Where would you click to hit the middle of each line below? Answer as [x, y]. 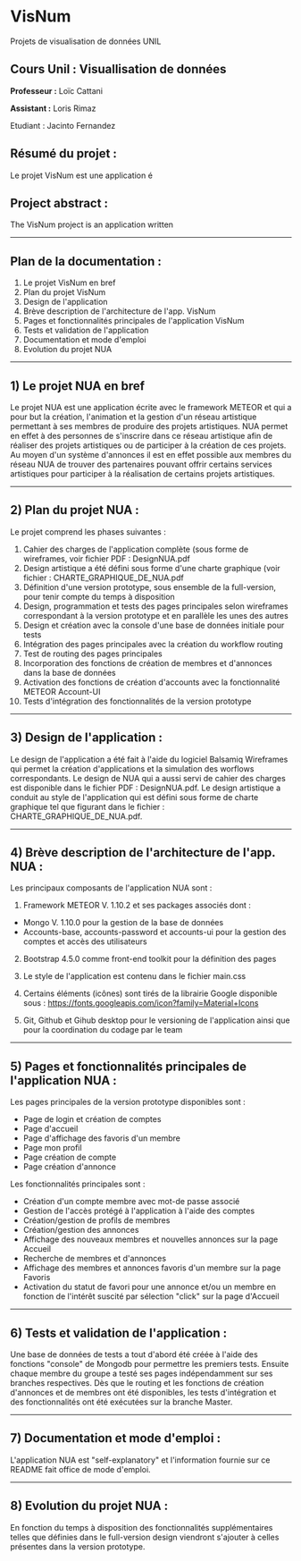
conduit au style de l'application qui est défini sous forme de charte [134, 797]
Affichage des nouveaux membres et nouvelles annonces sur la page [150, 1239]
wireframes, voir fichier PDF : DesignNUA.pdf [106, 558]
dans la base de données [69, 672]
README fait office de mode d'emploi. [80, 1469]
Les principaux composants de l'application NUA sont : [111, 888]
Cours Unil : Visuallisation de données [118, 69]
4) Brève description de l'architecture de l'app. [143, 852]
